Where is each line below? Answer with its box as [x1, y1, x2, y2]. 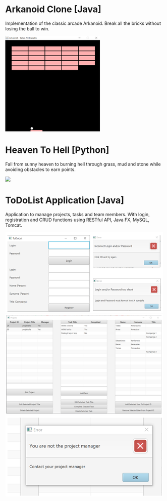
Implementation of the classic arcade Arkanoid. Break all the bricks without [5, 20, 161, 26]
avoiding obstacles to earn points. [5, 166, 76, 173]
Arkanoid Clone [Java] [5, 4, 101, 15]
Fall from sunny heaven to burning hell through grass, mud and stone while [5, 161, 161, 167]
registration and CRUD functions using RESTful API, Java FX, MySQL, [5, 217, 150, 223]
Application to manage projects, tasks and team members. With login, [5, 211, 150, 217]
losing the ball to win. [5, 25, 49, 31]
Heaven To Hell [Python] [5, 144, 109, 156]
